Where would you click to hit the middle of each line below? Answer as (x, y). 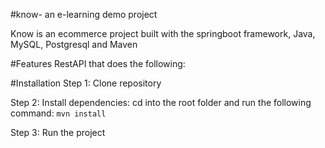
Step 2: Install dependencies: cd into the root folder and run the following (161, 102)
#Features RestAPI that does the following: (98, 63)
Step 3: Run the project (58, 132)
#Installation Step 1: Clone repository (86, 83)
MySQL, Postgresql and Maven (74, 44)
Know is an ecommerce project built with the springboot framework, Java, (163, 33)
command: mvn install (58, 113)
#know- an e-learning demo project (84, 14)
